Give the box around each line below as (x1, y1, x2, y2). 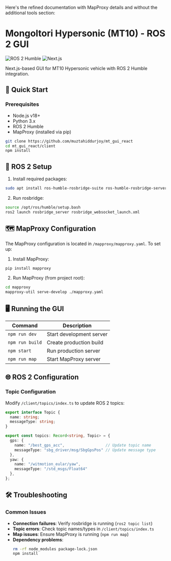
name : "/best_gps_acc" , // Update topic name (14, 442, 152, 448)
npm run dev (8, 331, 37, 337)
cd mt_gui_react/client (5, 143, 56, 149)
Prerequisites (5, 101, 39, 108)
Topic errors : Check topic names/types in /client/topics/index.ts (12, 526, 154, 532)
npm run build (8, 339, 42, 345)
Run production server (46, 347, 100, 354)
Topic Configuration (5, 388, 56, 395)
